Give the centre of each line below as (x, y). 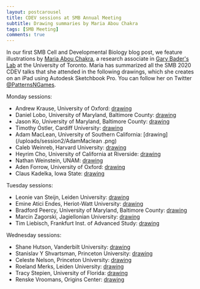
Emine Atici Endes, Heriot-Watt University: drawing (79, 204)
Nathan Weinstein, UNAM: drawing (59, 160)
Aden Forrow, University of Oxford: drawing (70, 167)
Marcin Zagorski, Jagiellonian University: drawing (78, 217)
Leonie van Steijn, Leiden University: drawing (72, 197)
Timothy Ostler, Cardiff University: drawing (69, 128)
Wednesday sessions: (34, 235)
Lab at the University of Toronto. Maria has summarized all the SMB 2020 (99, 66)
